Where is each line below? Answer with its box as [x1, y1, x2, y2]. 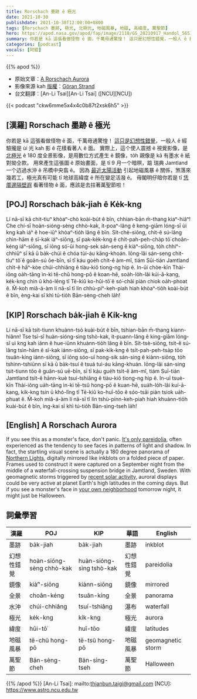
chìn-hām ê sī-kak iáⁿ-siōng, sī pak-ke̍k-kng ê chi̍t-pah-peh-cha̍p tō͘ [6, 236, 171, 243]
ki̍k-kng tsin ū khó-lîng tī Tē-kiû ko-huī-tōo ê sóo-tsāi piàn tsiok [21, 389, 174, 396]
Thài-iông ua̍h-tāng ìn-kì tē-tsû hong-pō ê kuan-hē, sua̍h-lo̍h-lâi [14, 382, 171, 389]
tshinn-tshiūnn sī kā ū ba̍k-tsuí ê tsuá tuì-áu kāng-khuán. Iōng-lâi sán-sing [6, 360, 186, 368]
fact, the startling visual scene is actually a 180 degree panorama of [6, 448, 170, 455]
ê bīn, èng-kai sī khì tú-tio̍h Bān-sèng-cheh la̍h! [6, 292, 121, 299]
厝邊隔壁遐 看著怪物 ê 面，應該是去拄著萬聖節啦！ [6, 181, 127, 188]
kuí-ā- [171, 382, 186, 389]
